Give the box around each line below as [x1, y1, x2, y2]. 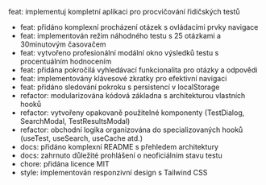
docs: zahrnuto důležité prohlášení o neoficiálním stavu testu [19, 150, 223, 160]
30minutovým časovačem [19, 39, 106, 49]
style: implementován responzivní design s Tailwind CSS [19, 168, 208, 177]
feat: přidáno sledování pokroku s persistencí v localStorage [19, 82, 220, 92]
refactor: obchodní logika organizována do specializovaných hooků [19, 125, 243, 134]
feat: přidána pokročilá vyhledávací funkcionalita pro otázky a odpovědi [19, 65, 258, 75]
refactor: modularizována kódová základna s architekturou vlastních [19, 91, 246, 100]
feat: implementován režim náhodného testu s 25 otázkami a [19, 31, 222, 40]
